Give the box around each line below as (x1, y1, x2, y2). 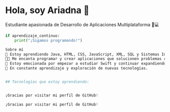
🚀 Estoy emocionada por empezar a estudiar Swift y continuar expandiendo (5, 61, 166, 66)
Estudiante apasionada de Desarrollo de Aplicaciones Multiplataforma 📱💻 (5, 21, 159, 27)
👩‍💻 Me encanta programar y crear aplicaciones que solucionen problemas (5, 57, 162, 62)
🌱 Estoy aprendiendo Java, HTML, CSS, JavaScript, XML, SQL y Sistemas (5, 51, 159, 57)
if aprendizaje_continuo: (5, 33, 60, 38)
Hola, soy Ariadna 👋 (5, 5, 90, 16)
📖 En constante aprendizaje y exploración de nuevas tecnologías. (5, 66, 148, 71)
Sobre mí (5, 47, 24, 52)
